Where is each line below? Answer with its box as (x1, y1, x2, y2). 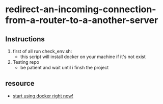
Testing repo (12, 59, 40, 65)
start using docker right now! (12, 93, 74, 99)
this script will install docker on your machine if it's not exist (20, 54, 146, 60)
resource (5, 79, 35, 88)
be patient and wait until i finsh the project (20, 65, 109, 70)
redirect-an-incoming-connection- (5, 4, 156, 15)
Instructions (5, 35, 45, 43)
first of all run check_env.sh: (12, 48, 72, 54)
